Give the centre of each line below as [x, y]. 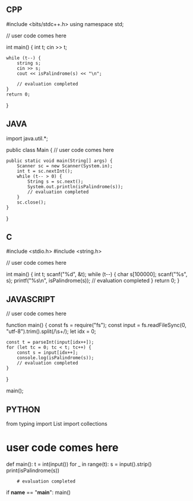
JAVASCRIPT [31, 299]
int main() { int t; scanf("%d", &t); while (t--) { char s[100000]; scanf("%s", [97, 274]
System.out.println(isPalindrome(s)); [75, 186]
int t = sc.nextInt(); [45, 171]
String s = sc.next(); [56, 181]
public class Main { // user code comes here [60, 150]
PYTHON [23, 409]
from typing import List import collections [57, 424]
